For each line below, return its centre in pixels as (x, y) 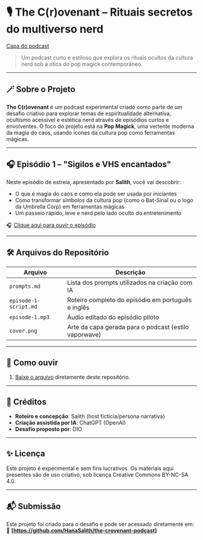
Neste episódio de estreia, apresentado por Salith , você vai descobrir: (94, 182)
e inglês (78, 308)
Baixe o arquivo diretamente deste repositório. (72, 377)
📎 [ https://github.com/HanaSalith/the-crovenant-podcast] (82, 530)
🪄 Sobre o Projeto (41, 90)
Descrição (131, 273)
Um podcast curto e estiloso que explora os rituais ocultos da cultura (107, 57)
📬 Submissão (34, 507)
